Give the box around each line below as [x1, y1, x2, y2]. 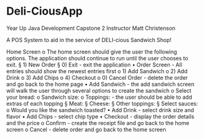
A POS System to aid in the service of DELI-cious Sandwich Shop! [6, 36, 172, 43]
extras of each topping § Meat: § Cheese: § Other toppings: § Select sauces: [6, 99, 198, 107]
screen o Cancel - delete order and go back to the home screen [6, 126, 166, 133]
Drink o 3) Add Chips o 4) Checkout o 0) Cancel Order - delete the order [6, 74, 188, 81]
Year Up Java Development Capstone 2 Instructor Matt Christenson [6, 24, 175, 32]
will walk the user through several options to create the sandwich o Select [6, 87, 192, 94]
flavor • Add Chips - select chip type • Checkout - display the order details [6, 113, 195, 120]
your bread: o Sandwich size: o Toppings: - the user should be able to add [6, 93, 192, 101]
